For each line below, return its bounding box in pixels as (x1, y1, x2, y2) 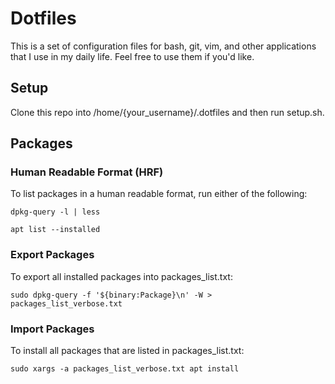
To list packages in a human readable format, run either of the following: (10, 188, 308, 200)
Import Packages (10, 322, 95, 336)
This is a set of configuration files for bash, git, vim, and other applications (10, 40, 317, 52)
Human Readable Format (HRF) (10, 165, 164, 179)
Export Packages (10, 248, 95, 262)
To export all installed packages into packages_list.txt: (10, 270, 233, 282)
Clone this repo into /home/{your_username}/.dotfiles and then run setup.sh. (10, 106, 325, 118)
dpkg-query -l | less (10, 207, 101, 217)
